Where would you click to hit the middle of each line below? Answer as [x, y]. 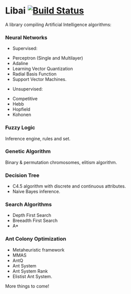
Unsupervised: [27, 89]
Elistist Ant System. [32, 276]
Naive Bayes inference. [36, 191]
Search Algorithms [28, 204]
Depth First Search [32, 215]
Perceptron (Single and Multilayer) [48, 58]
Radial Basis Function [34, 74]
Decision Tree [22, 175]
